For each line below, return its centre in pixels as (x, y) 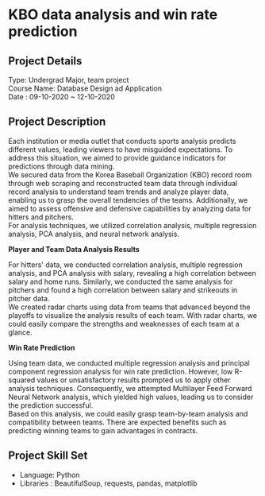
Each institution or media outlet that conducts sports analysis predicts (122, 141)
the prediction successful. (51, 405)
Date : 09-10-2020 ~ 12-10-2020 (61, 97)
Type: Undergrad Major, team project (69, 80)
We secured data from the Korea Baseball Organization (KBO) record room (130, 174)
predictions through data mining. (61, 166)
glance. (21, 332)
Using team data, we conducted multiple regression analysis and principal (129, 362)
